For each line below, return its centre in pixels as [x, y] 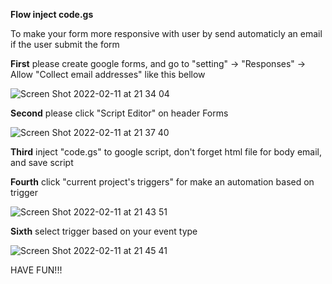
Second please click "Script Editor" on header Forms [119, 113]
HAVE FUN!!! [36, 270]
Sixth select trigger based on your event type [104, 231]
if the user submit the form [65, 44]
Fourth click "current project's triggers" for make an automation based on [162, 182]
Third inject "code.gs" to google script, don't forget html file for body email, [166, 152]
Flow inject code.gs [52, 14]
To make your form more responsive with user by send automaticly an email [166, 33]
